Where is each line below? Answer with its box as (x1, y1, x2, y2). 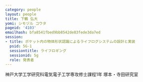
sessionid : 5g (9, 53, 39, 58)
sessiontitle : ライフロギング (9, 48, 67, 53)
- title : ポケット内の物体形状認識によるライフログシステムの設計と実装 (5, 39, 136, 44)
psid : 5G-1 (9, 44, 32, 49)
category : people (5, 7, 41, 12)
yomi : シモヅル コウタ (5, 21, 47, 26)
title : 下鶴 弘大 (5, 16, 38, 21)
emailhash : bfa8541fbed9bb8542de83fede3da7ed (5, 30, 100, 35)
